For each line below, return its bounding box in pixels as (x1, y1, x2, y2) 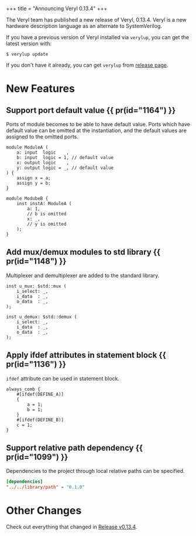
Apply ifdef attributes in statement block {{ (6, 350, 166, 360)
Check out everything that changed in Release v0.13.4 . (6, 523, 137, 531)
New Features (6, 82, 75, 95)
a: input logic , (16, 150, 69, 155)
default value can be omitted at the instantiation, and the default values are (6, 127, 187, 134)
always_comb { (6, 386, 41, 392)
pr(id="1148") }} (6, 257, 67, 267)
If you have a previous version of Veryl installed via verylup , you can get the (6, 34, 189, 40)
